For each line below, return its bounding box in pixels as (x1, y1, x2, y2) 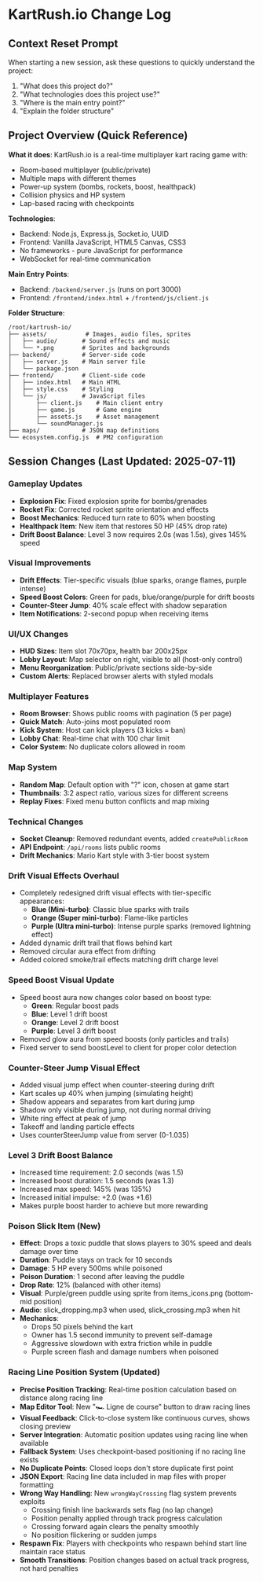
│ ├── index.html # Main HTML (8, 378, 122, 386)
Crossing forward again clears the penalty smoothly (31, 1521, 199, 1531)
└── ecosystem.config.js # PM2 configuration (8, 433, 163, 441)
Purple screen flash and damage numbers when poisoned (31, 1347, 219, 1357)
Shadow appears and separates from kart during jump (19, 1097, 195, 1106)
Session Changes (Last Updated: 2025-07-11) (8, 454, 236, 469)
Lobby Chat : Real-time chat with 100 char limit (19, 734, 170, 744)
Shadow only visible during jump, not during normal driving (19, 1105, 211, 1114)
